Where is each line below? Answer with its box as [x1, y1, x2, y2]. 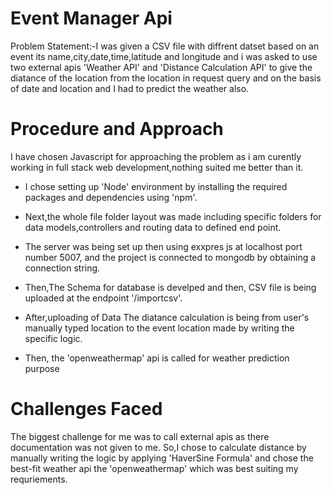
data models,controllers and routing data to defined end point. [24, 221, 282, 233]
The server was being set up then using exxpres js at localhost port [24, 240, 303, 252]
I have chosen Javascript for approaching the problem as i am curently [10, 150, 302, 162]
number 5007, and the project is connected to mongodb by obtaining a [24, 251, 317, 263]
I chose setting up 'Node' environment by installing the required [24, 180, 288, 192]
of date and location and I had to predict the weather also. [10, 82, 250, 94]
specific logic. [24, 332, 83, 344]
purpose [24, 362, 60, 374]
